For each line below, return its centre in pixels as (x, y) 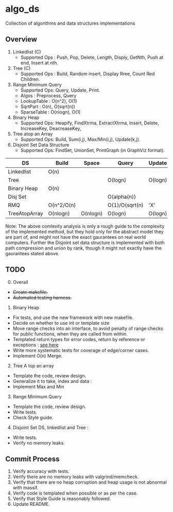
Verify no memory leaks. (39, 443)
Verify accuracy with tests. (41, 471)
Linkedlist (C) (27, 51)
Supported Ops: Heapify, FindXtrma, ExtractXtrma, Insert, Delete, (90, 123)
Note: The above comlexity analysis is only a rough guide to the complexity (85, 226)
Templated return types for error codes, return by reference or (79, 339)
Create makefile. (30, 292)
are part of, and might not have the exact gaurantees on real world (76, 237)
